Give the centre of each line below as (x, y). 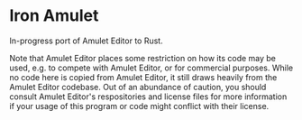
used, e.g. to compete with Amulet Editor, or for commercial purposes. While (151, 68)
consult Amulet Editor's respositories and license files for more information (148, 97)
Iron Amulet (54, 16)
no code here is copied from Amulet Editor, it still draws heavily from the (143, 77)
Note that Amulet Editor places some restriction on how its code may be (143, 58)
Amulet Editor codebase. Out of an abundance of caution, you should (138, 87)
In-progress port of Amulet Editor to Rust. (87, 41)
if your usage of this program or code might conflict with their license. (139, 106)
